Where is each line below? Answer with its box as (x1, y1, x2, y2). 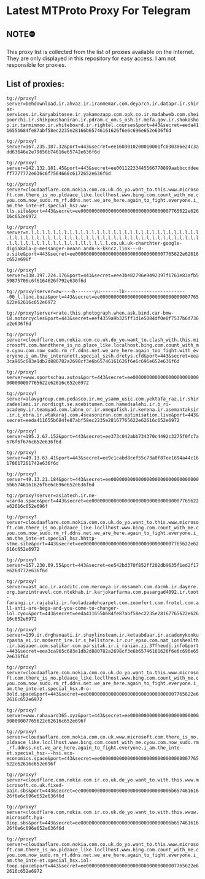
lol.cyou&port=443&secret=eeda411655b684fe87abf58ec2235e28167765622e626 (6, 610, 199, 616)
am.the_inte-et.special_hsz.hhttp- (6, 535, 98, 542)
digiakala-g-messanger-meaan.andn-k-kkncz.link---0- (6, 245, 144, 251)
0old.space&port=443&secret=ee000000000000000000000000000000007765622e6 (6, 691, 199, 697)
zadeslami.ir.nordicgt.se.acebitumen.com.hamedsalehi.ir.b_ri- (6, 401, 172, 407)
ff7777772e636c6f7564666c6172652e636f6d (6, 170, 112, 177)
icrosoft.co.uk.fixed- (6, 782, 64, 788)
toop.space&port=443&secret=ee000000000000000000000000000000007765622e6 (6, 862, 199, 869)
